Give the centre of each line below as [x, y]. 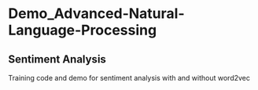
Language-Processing [83, 30]
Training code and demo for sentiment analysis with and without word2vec [129, 78]
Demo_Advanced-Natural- [96, 14]
